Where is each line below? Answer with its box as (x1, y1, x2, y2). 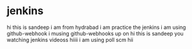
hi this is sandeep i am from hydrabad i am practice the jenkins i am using (7, 24, 186, 31)
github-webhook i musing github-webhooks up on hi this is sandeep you (7, 30, 184, 37)
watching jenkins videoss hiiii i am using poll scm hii (7, 36, 134, 43)
